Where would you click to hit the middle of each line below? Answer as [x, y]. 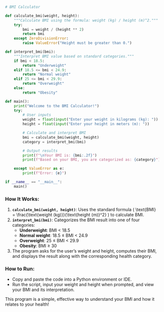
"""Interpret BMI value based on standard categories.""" [74, 56]
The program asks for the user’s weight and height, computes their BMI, [84, 251]
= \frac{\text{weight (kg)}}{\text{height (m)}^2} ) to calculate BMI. [78, 215]
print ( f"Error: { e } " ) [45, 173]
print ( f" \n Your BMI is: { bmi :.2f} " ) [60, 155]
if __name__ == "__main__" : [34, 182]
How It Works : [22, 199]
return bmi [34, 34]
